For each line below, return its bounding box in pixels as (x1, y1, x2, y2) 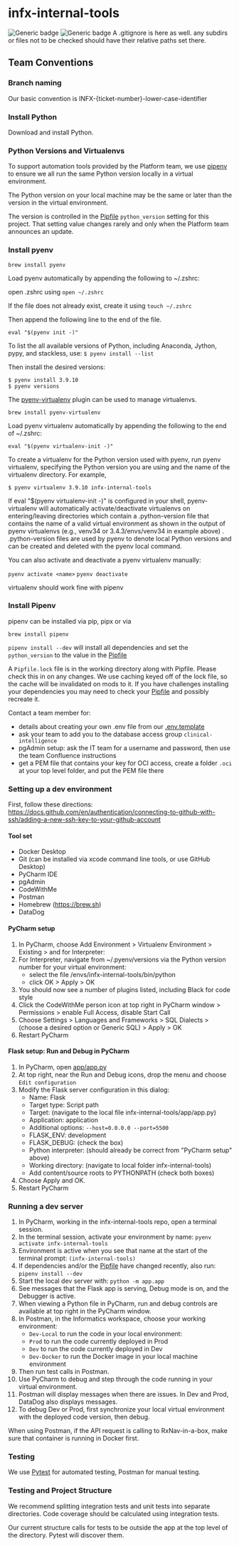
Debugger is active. (18, 1292, 76, 1301)
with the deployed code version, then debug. (18, 1413, 150, 1422)
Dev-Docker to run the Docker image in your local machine (28, 1353, 198, 1361)
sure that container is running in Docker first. (8, 1434, 139, 1443)
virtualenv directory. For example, (8, 470, 107, 479)
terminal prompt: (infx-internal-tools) (18, 1254, 136, 1263)
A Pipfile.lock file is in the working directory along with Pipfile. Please (8, 664, 217, 673)
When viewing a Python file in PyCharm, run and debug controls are (18, 1299, 218, 1308)
